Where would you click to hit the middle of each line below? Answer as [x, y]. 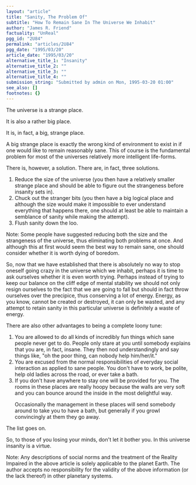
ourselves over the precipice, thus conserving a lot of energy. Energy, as [94, 295]
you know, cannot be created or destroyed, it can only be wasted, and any [95, 301]
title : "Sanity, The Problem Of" [47, 17]
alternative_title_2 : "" [36, 66]
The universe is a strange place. [45, 110]
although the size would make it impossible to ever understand [90, 204]
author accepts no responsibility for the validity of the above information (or [97, 469]
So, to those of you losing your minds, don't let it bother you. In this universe [98, 439]
